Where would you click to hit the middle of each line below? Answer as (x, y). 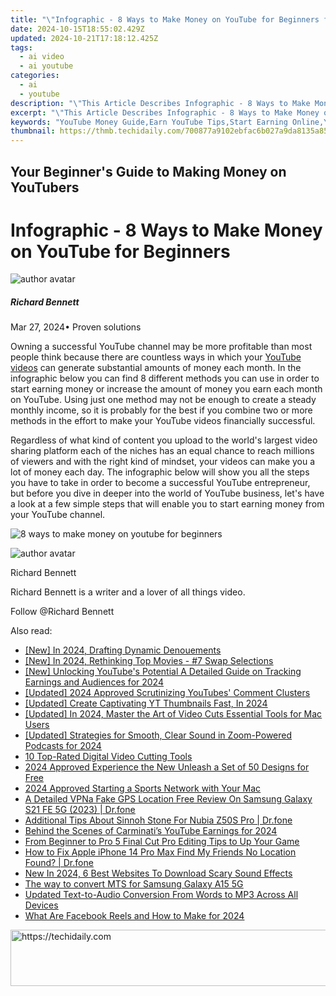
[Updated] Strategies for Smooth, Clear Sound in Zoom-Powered (158, 735)
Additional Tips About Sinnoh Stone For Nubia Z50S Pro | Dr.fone (158, 820)
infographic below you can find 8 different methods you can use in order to (165, 378)
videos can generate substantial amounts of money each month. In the (156, 368)
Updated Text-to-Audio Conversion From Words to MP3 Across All (161, 895)
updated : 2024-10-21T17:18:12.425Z (84, 38)
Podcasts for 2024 (63, 746)
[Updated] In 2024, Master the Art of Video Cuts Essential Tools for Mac (173, 714)
